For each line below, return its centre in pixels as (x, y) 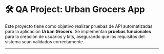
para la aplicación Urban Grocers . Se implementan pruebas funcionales (78, 31)
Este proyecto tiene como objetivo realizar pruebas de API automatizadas (79, 26)
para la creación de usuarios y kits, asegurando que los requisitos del (75, 36)
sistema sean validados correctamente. (45, 41)
